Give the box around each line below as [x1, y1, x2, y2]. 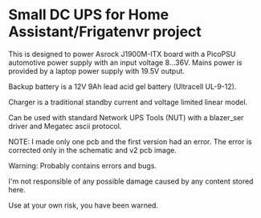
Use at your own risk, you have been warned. [8, 200, 159, 210]
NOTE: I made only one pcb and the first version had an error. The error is [8, 136, 252, 146]
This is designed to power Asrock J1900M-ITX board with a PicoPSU [8, 49, 236, 59]
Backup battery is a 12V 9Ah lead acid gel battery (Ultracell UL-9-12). [8, 82, 237, 91]
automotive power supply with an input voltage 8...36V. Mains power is [8, 58, 243, 67]
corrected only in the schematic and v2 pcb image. [8, 145, 177, 155]
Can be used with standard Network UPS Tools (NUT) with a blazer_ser [8, 112, 244, 122]
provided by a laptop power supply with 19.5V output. [8, 66, 185, 75]
